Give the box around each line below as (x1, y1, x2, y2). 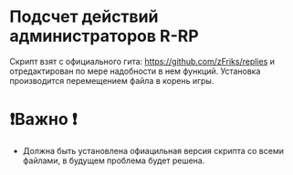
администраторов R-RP (9, 26, 199, 46)
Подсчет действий (9, 6, 159, 27)
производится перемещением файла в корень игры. (9, 75, 215, 86)
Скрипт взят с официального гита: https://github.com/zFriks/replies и (9, 56, 276, 67)
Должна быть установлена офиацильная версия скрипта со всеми (22, 145, 285, 156)
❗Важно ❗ (9, 109, 78, 129)
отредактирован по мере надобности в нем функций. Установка (9, 66, 261, 77)
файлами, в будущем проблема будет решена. (22, 155, 205, 166)
